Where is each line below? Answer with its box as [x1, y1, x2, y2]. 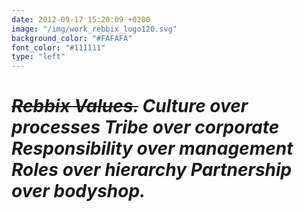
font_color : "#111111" [11, 42, 106, 53]
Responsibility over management [11, 137, 294, 160]
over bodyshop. [11, 180, 146, 203]
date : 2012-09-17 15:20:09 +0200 [11, 14, 151, 25]
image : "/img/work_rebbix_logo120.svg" [11, 24, 178, 34]
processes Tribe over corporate [11, 116, 280, 139]
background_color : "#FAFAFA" [11, 33, 133, 43]
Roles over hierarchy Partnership [11, 159, 293, 181]
